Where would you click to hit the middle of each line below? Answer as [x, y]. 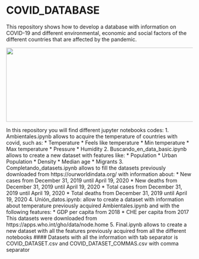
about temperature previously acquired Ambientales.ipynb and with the [93, 206]
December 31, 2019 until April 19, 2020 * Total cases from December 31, [94, 187]
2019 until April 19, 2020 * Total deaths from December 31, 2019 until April [97, 193]
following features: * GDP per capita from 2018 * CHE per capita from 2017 [98, 212]
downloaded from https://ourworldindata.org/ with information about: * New [99, 174]
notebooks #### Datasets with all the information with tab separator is [92, 237]
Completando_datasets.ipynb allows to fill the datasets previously [86, 168]
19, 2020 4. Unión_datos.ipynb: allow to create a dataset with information [95, 199]
